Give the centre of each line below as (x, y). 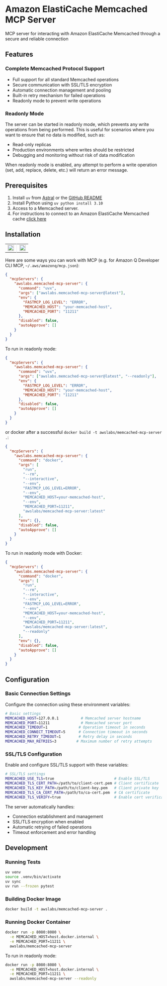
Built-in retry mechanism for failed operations (59, 95)
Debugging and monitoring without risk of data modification (74, 155)
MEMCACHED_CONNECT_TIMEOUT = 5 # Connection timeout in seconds (77, 732)
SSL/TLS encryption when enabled (48, 821)
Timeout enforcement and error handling (54, 832)
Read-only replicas (32, 144)
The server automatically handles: (40, 806)
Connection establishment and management (58, 816)
